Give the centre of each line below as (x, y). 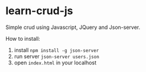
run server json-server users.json (57, 56)
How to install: (23, 38)
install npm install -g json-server (56, 50)
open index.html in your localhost (55, 63)
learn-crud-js (39, 11)
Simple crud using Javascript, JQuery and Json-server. (73, 27)
